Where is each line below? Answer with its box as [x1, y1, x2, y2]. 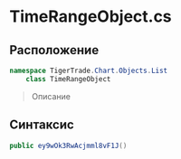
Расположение [9, 42, 100, 58]
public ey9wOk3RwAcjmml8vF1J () [9, 141, 128, 150]
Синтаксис [9, 117, 74, 133]
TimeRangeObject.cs [9, 6, 172, 27]
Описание [31, 90, 71, 101]
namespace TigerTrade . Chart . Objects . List [9, 66, 168, 75]
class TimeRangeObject [25, 74, 111, 83]
